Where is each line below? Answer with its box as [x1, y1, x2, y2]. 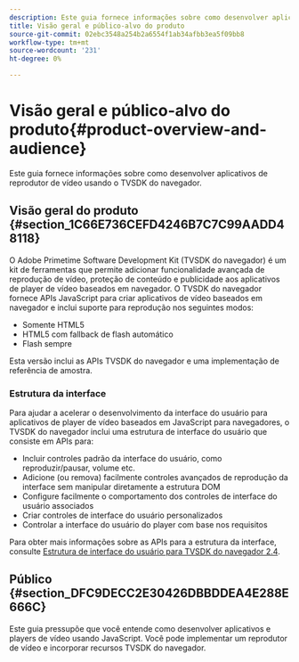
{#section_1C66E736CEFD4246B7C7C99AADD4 [9, 217, 285, 233]
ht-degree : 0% [9, 54, 62, 63]
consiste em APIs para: [9, 436, 94, 446]
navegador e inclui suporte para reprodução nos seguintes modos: [9, 302, 254, 313]
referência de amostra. [9, 364, 93, 375]
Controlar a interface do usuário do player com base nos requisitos [21, 519, 269, 530]
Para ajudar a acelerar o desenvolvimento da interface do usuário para [9, 407, 269, 419]
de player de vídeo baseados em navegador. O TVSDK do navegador [9, 282, 263, 294]
